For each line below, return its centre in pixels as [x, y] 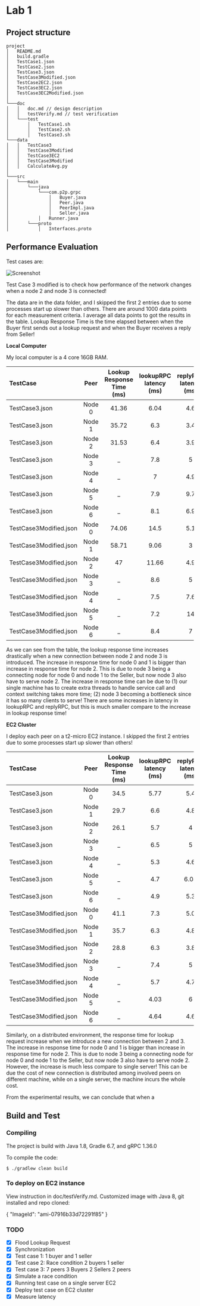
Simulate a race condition [46, 1276]
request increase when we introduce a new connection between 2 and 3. [96, 1041]
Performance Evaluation [52, 247]
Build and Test [33, 1116]
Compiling [21, 1133]
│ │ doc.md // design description [54, 109]
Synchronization [35, 1249]
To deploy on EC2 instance [46, 1183]
